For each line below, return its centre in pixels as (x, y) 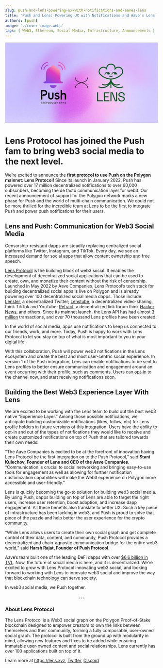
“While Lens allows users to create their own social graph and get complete (81, 533)
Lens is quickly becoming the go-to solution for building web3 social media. (81, 492)
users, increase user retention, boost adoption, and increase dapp (71, 502)
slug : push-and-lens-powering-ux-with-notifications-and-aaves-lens (76, 10)
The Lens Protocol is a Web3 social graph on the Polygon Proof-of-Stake (78, 620)
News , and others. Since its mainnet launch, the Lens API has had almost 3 (80, 312)
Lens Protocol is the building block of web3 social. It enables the (70, 270)
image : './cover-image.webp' (34, 26)
